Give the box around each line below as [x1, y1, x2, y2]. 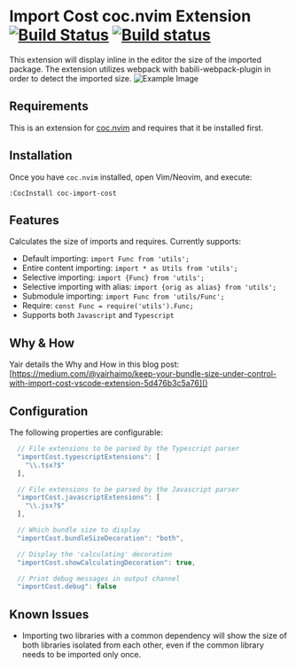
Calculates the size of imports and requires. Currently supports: [9, 237, 242, 247]
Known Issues [9, 607, 90, 622]
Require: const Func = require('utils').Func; [21, 300, 194, 311]
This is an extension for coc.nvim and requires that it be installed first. [9, 122, 264, 133]
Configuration [9, 403, 89, 418]
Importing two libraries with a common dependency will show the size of [21, 631, 288, 641]
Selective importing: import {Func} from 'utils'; [21, 272, 206, 283]
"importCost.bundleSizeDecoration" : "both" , [17, 533, 184, 542]
